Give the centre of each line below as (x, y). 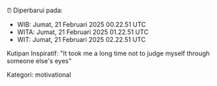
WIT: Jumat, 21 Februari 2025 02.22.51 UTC (81, 39)
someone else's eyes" (39, 61)
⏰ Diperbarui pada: (35, 10)
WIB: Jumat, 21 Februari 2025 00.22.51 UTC (81, 25)
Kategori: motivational (39, 75)
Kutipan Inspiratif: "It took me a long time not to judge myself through (108, 53)
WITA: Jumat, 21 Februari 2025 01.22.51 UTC (83, 32)
